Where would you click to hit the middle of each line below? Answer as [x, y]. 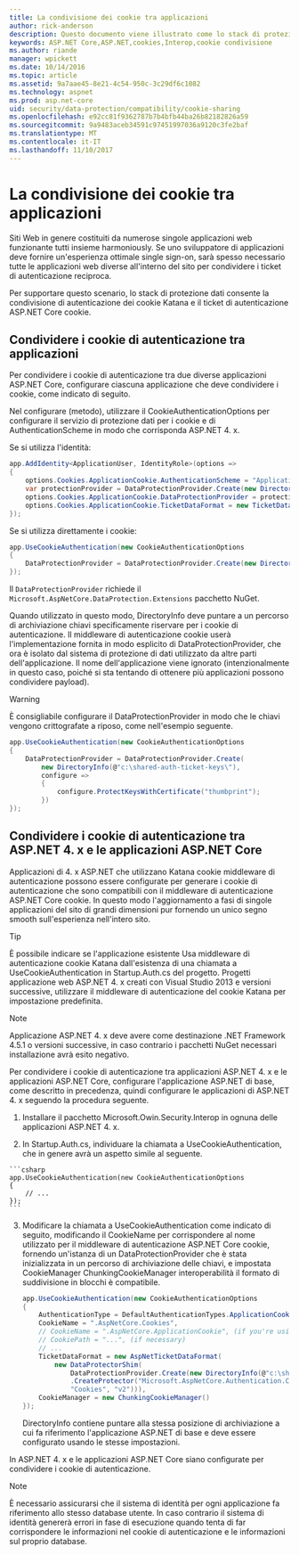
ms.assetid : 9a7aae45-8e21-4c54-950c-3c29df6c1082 [105, 84]
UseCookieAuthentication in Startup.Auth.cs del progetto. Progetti [130, 972]
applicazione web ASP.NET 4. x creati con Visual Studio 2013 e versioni [140, 982]
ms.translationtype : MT [53, 134]
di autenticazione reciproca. [61, 275]
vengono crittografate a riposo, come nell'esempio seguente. [121, 726]
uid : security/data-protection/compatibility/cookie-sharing [125, 109]
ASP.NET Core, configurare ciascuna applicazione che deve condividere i [144, 385]
